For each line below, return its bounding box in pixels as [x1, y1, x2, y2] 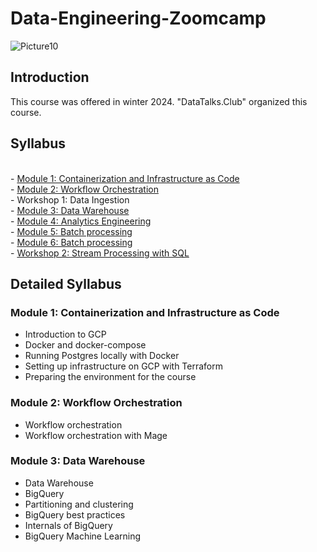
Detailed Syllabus [10, 275, 122, 292]
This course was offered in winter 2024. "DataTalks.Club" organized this [10, 95, 308, 107]
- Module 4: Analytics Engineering [10, 215, 152, 227]
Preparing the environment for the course [24, 371, 197, 383]
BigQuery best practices [24, 508, 126, 521]
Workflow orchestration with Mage [24, 429, 168, 441]
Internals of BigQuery [24, 519, 113, 531]
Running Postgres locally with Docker [24, 350, 180, 362]
